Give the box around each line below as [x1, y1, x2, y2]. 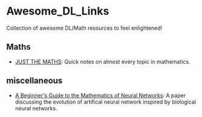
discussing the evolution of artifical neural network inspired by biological [15, 98, 197, 105]
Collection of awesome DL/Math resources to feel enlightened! [6, 24, 163, 32]
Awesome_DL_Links [6, 4, 109, 18]
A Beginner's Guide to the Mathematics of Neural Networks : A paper [15, 92, 186, 99]
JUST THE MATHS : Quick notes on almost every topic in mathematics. [15, 58, 191, 65]
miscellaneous [6, 76, 63, 86]
